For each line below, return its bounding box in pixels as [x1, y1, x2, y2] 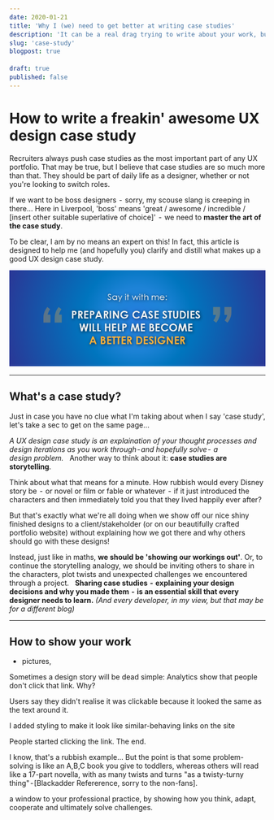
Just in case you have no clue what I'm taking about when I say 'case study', [9, 411, 266, 421]
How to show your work [9, 635, 132, 649]
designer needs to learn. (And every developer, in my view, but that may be [9, 595, 264, 605]
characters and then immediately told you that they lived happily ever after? [9, 494, 263, 504]
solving [9, 761, 34, 771]
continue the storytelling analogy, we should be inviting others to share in [9, 561, 255, 571]
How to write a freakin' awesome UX [9, 109, 260, 128]
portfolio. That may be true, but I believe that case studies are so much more [9, 162, 266, 171]
